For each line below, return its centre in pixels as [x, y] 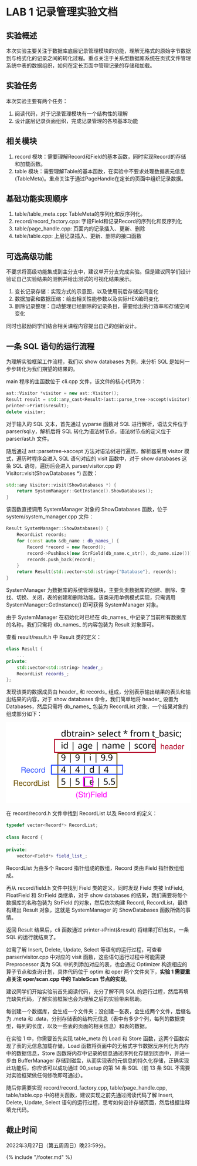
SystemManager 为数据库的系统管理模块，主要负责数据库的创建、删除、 [93, 590]
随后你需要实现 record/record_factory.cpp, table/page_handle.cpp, [86, 1087]
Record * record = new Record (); [67, 547]
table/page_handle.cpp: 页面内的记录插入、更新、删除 [80, 229]
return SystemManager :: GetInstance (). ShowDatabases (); [85, 491]
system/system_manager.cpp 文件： [50, 517]
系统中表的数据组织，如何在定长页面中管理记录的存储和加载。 [81, 66]
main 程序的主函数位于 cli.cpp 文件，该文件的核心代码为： [76, 381]
